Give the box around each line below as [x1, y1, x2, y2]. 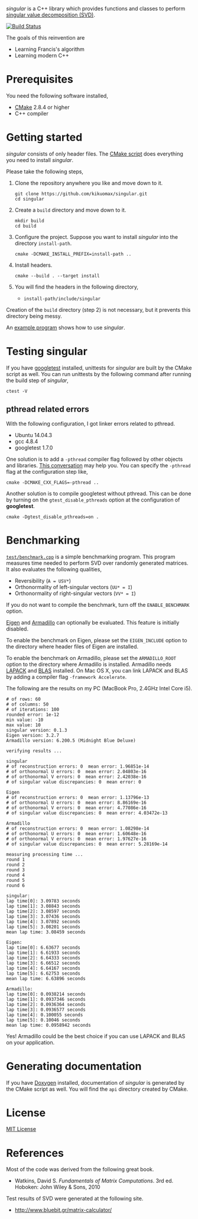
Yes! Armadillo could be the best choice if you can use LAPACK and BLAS [6, 1032, 186, 1040]
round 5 [6, 877, 25, 883]
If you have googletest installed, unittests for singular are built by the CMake [6, 364, 192, 371]
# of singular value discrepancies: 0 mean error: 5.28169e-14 [6, 841, 168, 847]
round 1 [6, 856, 25, 862]
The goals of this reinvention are [6, 34, 85, 41]
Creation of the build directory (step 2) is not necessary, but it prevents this [6, 306, 191, 313]
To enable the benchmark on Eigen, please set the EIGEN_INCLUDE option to [6, 636, 187, 644]
